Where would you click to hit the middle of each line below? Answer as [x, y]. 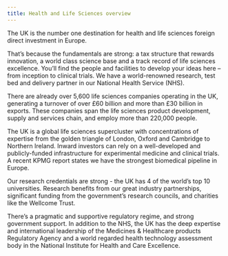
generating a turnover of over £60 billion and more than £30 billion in [105, 103]
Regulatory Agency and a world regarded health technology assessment [110, 238]
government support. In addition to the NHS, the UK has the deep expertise [114, 223]
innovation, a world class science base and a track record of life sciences [111, 61]
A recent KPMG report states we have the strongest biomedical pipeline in [112, 160]
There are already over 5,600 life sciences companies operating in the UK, [113, 96]
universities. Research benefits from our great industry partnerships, [104, 188]
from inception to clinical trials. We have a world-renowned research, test [111, 75]
